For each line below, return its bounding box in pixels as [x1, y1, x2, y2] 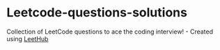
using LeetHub [6, 34, 49, 42]
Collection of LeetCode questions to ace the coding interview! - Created [6, 27, 214, 36]
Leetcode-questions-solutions [6, 5, 187, 21]
